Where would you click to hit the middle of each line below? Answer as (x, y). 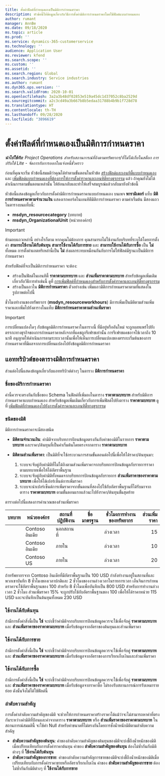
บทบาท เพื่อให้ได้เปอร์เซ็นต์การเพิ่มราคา (51, 481)
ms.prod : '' (17, 37)
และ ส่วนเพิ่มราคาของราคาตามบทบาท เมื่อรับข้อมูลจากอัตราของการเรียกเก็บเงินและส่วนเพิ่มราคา (81, 656)
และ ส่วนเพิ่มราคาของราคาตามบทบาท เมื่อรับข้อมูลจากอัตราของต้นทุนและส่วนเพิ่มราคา (73, 627)
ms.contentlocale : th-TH (30, 110)
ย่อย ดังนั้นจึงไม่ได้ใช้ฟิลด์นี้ (27, 691)
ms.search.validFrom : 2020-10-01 (39, 92)
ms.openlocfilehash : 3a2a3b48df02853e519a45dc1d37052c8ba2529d (71, 96)
